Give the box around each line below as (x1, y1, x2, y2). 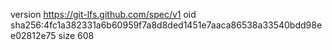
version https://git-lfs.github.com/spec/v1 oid (10, 9, 197, 20)
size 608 (58, 30, 95, 41)
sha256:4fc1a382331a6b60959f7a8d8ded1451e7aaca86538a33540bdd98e (10, 19, 323, 31)
